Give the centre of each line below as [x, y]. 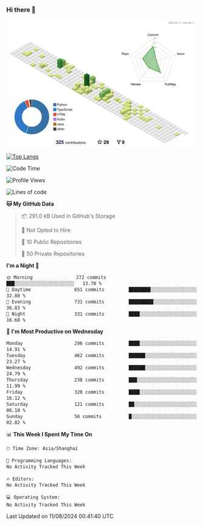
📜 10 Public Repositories [51, 242]
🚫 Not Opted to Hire [46, 230]
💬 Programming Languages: [39, 461]
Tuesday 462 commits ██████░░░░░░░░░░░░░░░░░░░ [102, 356]
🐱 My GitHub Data [30, 204]
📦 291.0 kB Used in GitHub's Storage [68, 216]
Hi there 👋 [21, 10]
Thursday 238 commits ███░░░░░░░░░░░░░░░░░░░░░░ [102, 380]
